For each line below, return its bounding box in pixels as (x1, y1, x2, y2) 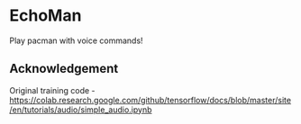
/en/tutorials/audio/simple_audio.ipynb (9, 104, 152, 115)
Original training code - (9, 84, 96, 95)
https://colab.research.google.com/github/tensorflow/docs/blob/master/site (9, 94, 291, 105)
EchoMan (9, 5, 82, 26)
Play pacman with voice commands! (9, 35, 143, 46)
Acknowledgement (9, 61, 119, 76)
